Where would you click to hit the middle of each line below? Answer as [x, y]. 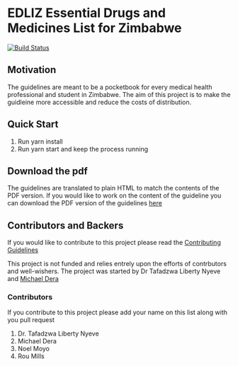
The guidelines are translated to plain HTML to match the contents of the [113, 188]
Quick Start [33, 124]
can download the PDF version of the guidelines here [85, 203]
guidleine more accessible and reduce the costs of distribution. [100, 102]
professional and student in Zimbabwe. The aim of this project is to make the [119, 94]
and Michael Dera [33, 279]
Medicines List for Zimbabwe [95, 28]
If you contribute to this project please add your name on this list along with [118, 312]
